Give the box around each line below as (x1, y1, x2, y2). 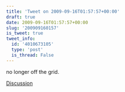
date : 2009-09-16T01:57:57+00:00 (6, 19, 88, 25)
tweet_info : (6, 36, 35, 42)
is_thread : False (11, 52, 54, 58)
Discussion (6, 80, 33, 87)
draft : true (6, 14, 35, 20)
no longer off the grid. (6, 68, 60, 75)
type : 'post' (11, 47, 44, 53)
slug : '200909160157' (6, 25, 60, 31)
